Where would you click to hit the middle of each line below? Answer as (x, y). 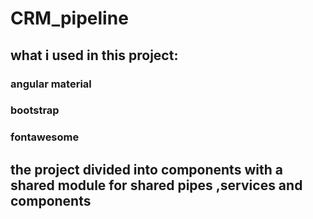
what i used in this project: (94, 55)
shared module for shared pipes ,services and (156, 185)
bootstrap (35, 110)
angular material (51, 84)
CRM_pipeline (69, 18)
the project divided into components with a (146, 169)
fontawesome (45, 137)
